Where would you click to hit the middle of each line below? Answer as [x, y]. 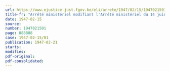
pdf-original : [20, 56]
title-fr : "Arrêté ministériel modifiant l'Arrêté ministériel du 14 [80, 14]
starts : [13, 47]
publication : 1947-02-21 [31, 42]
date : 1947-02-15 [24, 19]
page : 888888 [19, 33]
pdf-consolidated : [25, 61]
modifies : [16, 51]
